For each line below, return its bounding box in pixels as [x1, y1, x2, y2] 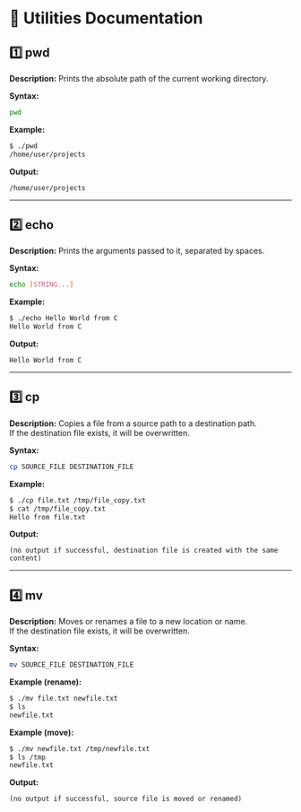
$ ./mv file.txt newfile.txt [9, 694, 118, 703]
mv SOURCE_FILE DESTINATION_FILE [9, 660, 134, 669]
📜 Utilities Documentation [9, 8, 203, 29]
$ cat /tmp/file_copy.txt [9, 504, 106, 513]
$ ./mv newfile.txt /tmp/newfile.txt [9, 744, 150, 753]
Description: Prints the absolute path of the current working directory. [9, 74, 269, 83]
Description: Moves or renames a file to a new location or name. [9, 616, 248, 627]
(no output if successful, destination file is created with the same [9, 546, 279, 555]
